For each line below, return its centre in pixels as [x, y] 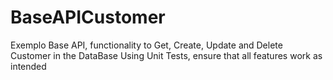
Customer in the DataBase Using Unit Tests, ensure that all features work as [166, 55]
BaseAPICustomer [88, 17]
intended [28, 66]
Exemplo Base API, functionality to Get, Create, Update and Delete [146, 45]
